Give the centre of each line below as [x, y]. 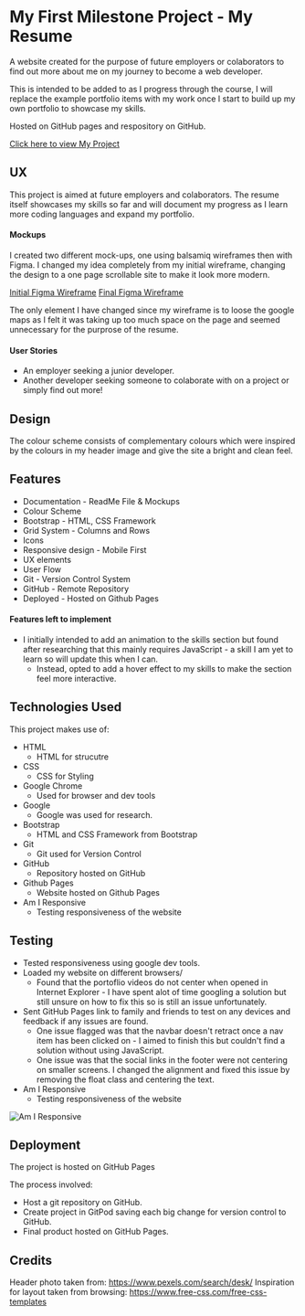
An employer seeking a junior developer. [99, 371]
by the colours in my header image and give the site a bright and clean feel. [152, 451]
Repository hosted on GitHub [91, 873]
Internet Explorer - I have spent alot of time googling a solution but [161, 992]
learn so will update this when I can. [90, 659]
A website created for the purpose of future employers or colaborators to [147, 61]
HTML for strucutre [73, 757]
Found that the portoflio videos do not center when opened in [152, 982]
